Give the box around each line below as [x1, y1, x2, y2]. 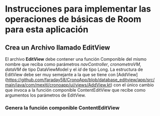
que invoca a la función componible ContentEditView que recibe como [5, 87, 146, 93]
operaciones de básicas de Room [5, 14, 142, 25]
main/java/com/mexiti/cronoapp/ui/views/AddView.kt [5, 82, 111, 88]
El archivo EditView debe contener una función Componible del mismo [5, 56, 147, 62]
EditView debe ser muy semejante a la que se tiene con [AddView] [5, 72, 138, 77]
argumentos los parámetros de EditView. [5, 92, 86, 98]
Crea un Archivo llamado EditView [5, 43, 111, 51]
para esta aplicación [5, 24, 89, 35]
